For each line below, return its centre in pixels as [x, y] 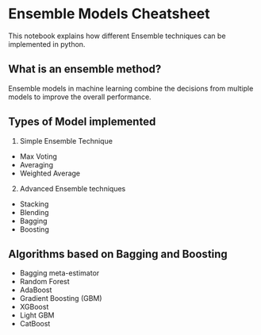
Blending [34, 212]
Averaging [36, 164]
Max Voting [38, 156]
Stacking [34, 204]
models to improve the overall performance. [80, 97]
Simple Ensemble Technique [66, 141]
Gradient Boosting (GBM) [61, 298]
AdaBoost [36, 290]
